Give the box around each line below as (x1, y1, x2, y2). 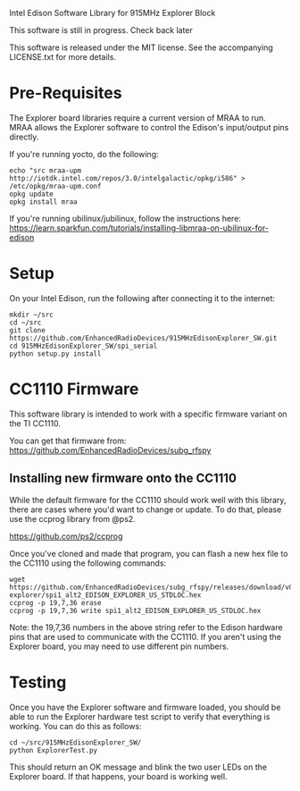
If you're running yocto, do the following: (9, 148, 159, 159)
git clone (9, 325, 46, 334)
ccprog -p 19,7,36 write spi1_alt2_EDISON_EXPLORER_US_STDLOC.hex (9, 606, 262, 615)
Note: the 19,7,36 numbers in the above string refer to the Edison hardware (9, 621, 283, 633)
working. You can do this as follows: (9, 720, 142, 731)
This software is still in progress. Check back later (9, 25, 194, 35)
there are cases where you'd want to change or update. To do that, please (9, 504, 282, 515)
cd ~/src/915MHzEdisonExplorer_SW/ (9, 737, 142, 747)
